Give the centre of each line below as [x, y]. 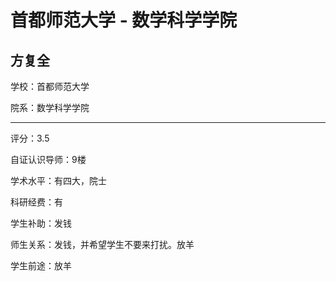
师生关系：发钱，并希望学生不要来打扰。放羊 [102, 244]
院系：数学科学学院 [50, 107]
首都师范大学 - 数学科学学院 [124, 20]
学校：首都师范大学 [50, 86]
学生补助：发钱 [41, 223]
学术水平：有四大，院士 [58, 180]
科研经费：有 [36, 202]
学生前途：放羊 [41, 265]
